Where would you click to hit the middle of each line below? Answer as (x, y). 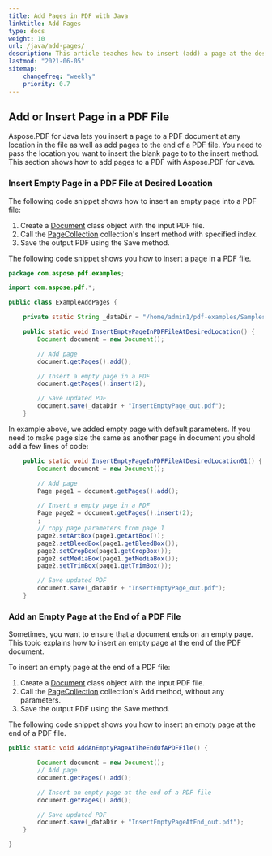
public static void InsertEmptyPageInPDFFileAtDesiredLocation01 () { (143, 461)
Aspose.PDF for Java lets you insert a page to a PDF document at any (125, 136)
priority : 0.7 (47, 84)
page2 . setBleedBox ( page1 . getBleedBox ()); (108, 543)
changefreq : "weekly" (59, 76)
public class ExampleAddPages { (63, 303)
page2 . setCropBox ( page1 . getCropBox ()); (105, 551)
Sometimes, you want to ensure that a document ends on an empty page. (131, 634)
